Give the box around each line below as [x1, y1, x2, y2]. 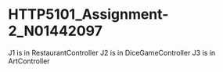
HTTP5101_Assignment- [8, 5, 169, 23]
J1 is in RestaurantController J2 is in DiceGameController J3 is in [8, 48, 216, 57]
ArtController [8, 56, 50, 66]
